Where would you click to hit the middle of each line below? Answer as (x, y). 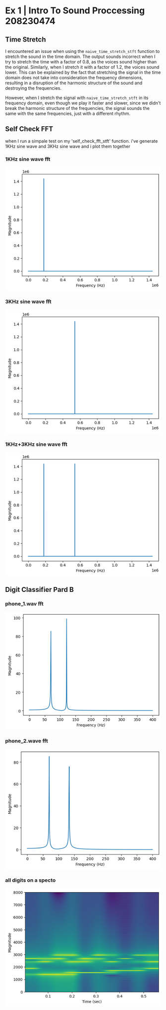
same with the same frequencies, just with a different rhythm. (68, 113)
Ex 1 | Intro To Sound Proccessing (75, 11)
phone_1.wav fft (24, 603)
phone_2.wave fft (27, 741)
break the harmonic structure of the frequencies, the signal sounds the (77, 108)
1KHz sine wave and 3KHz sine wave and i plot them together (68, 146)
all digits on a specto (30, 880)
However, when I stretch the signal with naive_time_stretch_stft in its (77, 98)
